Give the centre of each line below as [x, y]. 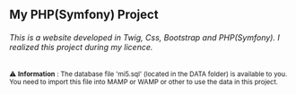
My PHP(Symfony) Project [84, 15]
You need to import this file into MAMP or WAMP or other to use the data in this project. [144, 82]
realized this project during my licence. [81, 47]
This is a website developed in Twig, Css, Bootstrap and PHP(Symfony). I [144, 37]
